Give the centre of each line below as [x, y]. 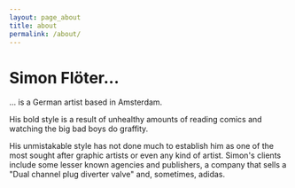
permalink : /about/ [45, 34]
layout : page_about [45, 17]
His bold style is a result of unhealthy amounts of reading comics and [136, 120]
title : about [33, 26]
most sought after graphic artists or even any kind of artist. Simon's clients [145, 155]
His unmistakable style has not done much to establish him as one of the [142, 146]
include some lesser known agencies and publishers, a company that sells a [148, 165]
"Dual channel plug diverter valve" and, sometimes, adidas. [117, 175]
